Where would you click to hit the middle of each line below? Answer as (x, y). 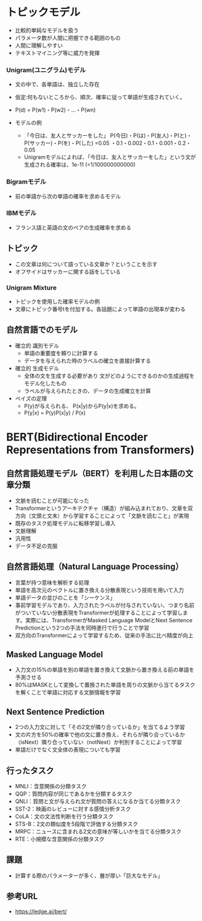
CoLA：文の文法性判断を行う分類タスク (64, 816)
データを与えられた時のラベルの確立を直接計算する (87, 360)
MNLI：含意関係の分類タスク (51, 786)
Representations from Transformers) (100, 450)
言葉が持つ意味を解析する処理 (52, 582)
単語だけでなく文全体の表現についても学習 (68, 750)
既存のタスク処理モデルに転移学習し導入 (65, 523)
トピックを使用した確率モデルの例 (57, 301)
